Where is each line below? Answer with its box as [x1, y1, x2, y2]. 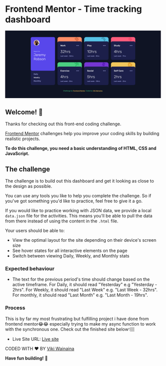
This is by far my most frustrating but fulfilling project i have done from [5, 316, 149, 322]
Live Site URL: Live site [12, 336, 59, 342]
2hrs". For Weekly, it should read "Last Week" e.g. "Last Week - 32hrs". [12, 287, 158, 293]
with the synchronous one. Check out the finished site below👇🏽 [5, 326, 135, 332]
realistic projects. [5, 136, 41, 142]
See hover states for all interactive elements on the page [12, 248, 127, 254]
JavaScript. [5, 150, 30, 156]
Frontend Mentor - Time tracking [5, 3, 142, 15]
